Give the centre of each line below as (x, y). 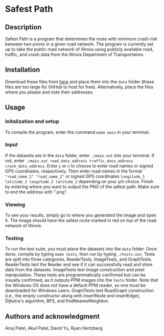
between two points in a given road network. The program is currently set (79, 44)
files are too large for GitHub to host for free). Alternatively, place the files (79, 87)
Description (23, 27)
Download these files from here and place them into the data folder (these (80, 81)
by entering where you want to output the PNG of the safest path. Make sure (82, 187)
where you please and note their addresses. (49, 92)
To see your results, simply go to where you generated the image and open (81, 215)
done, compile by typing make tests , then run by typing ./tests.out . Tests (80, 254)
